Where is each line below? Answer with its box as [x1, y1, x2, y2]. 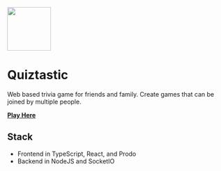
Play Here [7, 111, 36, 119]
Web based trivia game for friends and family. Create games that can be [7, 90, 215, 98]
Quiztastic [7, 67, 68, 83]
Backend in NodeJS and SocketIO [17, 156, 115, 165]
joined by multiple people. [7, 97, 82, 106]
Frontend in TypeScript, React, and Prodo [17, 149, 137, 158]
